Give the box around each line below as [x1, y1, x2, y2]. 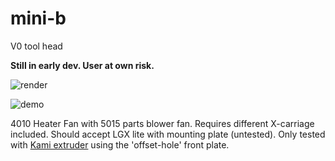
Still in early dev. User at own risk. [10, 59, 155, 71]
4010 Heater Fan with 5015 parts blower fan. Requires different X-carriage [10, 117, 315, 129]
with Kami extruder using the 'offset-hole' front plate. [10, 138, 230, 151]
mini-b [10, 7, 67, 30]
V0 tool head [10, 40, 63, 52]
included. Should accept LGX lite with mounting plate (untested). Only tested [10, 128, 326, 140]
